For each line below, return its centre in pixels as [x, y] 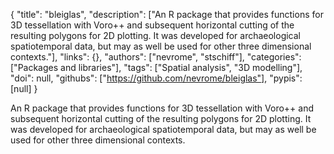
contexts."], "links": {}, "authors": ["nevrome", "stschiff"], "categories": [156, 57]
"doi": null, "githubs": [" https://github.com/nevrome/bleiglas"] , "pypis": [156, 78]
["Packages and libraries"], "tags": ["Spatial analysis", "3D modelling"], [156, 67]
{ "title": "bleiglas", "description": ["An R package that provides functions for [167, 14]
